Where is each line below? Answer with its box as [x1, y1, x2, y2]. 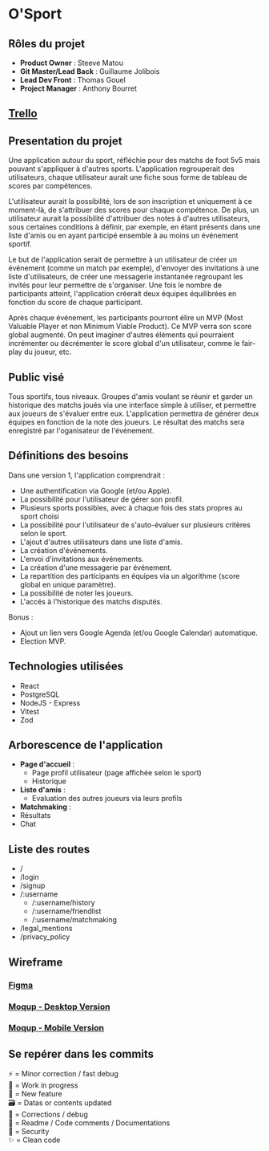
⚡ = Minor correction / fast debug [8, 1069, 118, 1079]
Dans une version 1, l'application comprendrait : [8, 470, 166, 480]
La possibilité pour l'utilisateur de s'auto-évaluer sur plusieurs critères [19, 519, 251, 530]
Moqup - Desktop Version [8, 1001, 110, 1012]
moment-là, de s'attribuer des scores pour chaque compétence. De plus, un [8, 205, 259, 215]
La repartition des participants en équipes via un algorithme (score [19, 571, 240, 580]
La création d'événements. [19, 545, 108, 555]
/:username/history [31, 898, 95, 908]
